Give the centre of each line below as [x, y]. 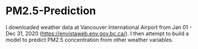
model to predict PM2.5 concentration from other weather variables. [90, 40]
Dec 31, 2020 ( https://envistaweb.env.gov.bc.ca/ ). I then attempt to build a [97, 33]
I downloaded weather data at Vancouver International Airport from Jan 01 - [99, 27]
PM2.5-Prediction [51, 11]
